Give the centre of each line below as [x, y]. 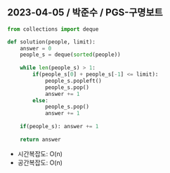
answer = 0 [36, 48]
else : [41, 100]
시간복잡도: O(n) [40, 153]
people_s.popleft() [73, 81]
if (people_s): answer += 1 [59, 127]
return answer [40, 139]
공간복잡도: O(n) [40, 162]
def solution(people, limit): [52, 42]
